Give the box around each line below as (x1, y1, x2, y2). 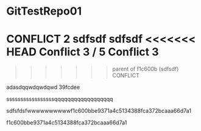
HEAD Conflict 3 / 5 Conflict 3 (6, 45, 159, 59)
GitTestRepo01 (6, 4, 82, 18)
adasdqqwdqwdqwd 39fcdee (6, 83, 80, 91)
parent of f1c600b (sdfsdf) (112, 65, 179, 73)
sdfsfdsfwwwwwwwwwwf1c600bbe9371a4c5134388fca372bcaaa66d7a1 (6, 107, 192, 115)
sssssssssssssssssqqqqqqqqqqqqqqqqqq (6, 96, 113, 103)
